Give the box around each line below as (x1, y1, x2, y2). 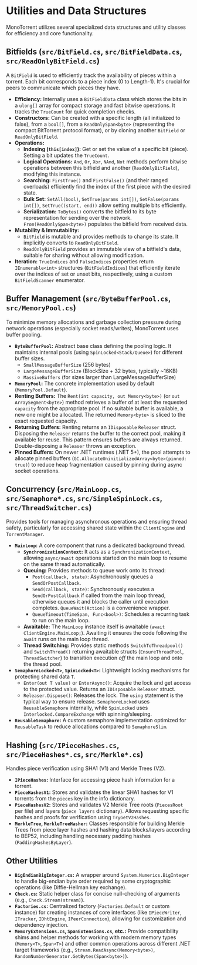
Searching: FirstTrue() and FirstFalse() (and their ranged (23, 176, 168, 183)
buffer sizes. (14, 354, 45, 362)
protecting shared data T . (14, 673, 76, 680)
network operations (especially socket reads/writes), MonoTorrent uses (6, 324, 179, 331)
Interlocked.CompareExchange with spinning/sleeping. (23, 711, 152, 718)
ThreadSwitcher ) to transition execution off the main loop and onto (23, 654, 183, 662)
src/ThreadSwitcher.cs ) (6, 502, 92, 512)
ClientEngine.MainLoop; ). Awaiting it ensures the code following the (23, 629, 188, 636)
